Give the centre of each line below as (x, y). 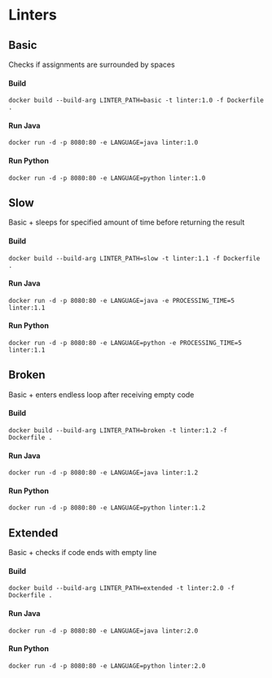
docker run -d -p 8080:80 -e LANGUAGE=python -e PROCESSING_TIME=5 (125, 343)
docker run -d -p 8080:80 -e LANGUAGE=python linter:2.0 (107, 666)
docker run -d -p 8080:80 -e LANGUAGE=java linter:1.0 (103, 143)
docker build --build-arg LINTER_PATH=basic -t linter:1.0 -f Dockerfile (136, 101)
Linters (33, 15)
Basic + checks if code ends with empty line (83, 553)
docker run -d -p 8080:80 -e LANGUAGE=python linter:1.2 (107, 508)
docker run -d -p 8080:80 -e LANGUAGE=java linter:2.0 (103, 631)
